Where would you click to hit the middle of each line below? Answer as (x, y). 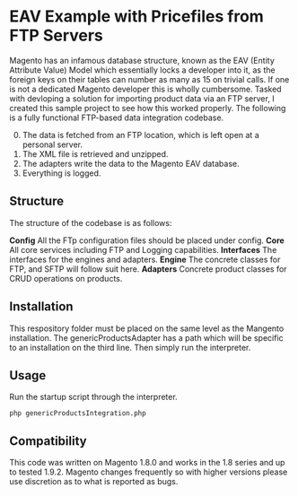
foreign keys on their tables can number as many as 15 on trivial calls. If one (149, 79)
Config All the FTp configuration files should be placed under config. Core (147, 240)
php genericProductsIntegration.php (78, 413)
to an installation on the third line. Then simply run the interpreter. (130, 347)
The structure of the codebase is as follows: (91, 222)
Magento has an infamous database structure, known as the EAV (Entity (142, 60)
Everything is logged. (61, 173)
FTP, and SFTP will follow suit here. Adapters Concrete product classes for (148, 269)
